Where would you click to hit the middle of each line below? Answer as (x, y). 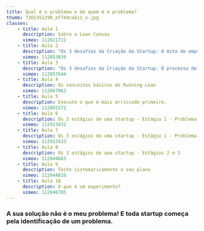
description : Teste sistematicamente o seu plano (86, 170)
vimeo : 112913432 (44, 125)
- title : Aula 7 (38, 130)
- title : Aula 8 (38, 147)
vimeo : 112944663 (44, 158)
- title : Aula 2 (38, 46)
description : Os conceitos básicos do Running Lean (89, 85)
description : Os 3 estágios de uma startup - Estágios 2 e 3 (101, 153)
